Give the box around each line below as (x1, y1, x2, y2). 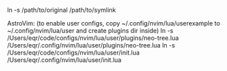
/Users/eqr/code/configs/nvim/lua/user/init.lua (7, 48, 140, 57)
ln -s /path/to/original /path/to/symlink (7, 6, 116, 14)
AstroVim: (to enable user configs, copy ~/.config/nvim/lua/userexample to (7, 19, 220, 27)
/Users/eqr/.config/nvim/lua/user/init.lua (7, 56, 122, 64)
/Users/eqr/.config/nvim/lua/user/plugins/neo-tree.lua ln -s (7, 41, 175, 49)
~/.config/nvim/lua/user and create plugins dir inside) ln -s (7, 27, 174, 34)
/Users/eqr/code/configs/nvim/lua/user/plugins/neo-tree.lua (7, 34, 179, 42)
